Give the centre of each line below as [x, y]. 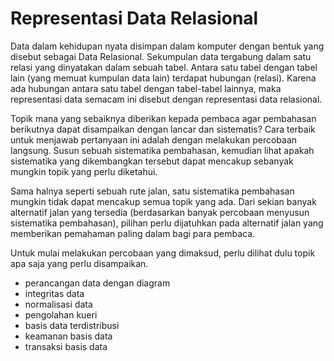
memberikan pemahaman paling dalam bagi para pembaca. [133, 233]
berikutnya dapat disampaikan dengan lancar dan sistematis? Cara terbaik [163, 129]
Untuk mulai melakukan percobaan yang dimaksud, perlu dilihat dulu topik [163, 253]
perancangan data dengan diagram [97, 283]
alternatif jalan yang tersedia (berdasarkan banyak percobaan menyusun [160, 212]
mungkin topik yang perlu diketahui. [84, 171]
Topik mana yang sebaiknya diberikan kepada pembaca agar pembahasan [163, 118]
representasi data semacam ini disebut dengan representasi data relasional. [166, 99]
